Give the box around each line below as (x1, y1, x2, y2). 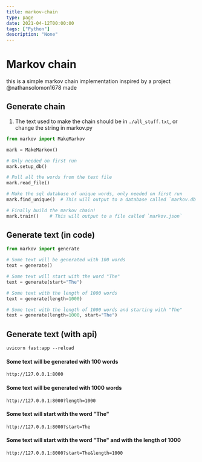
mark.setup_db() (6, 163, 47, 170)
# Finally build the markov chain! (6, 207, 96, 213)
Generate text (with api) (6, 329, 98, 340)
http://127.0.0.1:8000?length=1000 (6, 398, 96, 404)
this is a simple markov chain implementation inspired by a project (6, 78, 171, 85)
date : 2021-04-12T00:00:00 (6, 20, 74, 26)
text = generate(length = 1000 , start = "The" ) (6, 312, 118, 318)
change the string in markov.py (15, 124, 93, 131)
